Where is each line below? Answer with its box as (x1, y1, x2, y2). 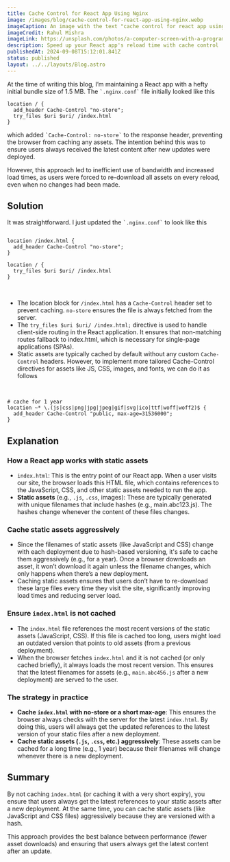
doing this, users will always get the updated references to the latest (16, 723, 210, 731)
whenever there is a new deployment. (16, 752, 124, 760)
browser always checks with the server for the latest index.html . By (16, 715, 209, 724)
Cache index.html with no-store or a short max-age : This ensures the (16, 708, 216, 717)
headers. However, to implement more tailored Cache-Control (40, 358, 214, 366)
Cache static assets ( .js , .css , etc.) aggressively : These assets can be (16, 737, 221, 745)
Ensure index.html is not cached (7, 609, 116, 618)
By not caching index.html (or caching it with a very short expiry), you (7, 790, 205, 798)
